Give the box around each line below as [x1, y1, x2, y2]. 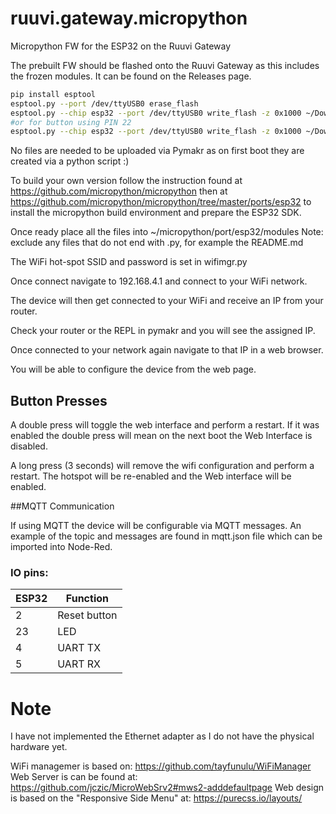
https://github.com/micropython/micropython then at [10, 185, 228, 197]
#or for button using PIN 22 [10, 117, 132, 127]
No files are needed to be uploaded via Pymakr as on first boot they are [10, 145, 305, 157]
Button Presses [10, 392, 108, 409]
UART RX [57, 657, 102, 671]
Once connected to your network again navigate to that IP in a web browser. [10, 344, 324, 356]
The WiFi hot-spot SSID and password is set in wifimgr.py [10, 256, 248, 268]
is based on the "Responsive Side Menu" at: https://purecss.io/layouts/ [10, 792, 303, 804]
